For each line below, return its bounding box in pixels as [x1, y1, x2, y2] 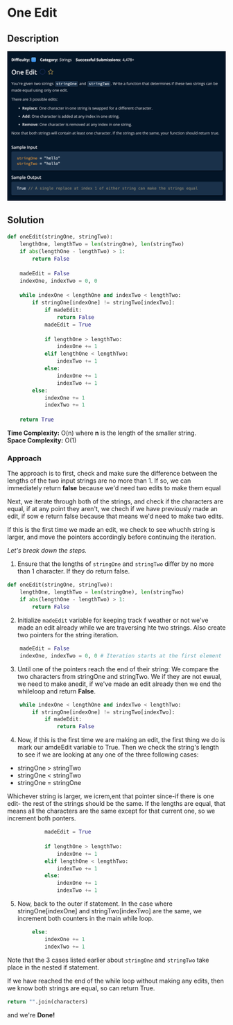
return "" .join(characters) [7, 998, 89, 1005]
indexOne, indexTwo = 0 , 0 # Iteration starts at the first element [19, 652, 222, 660]
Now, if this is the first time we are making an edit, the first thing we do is [17, 736, 225, 744]
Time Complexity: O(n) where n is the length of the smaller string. [7, 429, 196, 438]
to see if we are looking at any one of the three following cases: [17, 750, 199, 759]
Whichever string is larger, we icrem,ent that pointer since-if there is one [7, 792, 214, 800]
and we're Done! [7, 1010, 55, 1019]
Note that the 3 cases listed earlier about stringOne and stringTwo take [7, 956, 209, 964]
